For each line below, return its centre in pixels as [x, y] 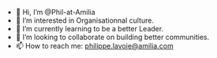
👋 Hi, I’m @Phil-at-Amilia [56, 12]
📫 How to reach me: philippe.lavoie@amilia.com [94, 46]
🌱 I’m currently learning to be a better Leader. [90, 29]
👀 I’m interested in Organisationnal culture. [84, 20]
